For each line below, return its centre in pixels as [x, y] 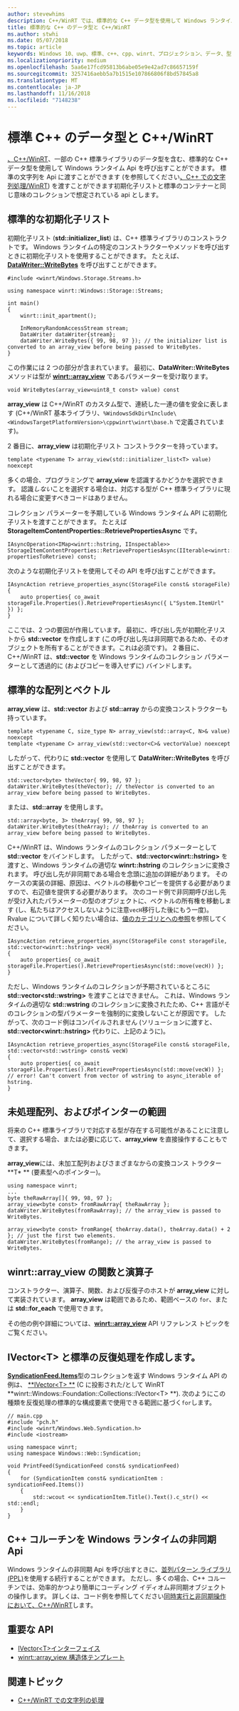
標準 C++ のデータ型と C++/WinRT [111, 138]
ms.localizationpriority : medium [57, 61]
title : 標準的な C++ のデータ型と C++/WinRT [69, 27]
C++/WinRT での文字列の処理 [61, 1700]
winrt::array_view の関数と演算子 [80, 1272]
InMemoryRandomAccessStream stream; [75, 328]
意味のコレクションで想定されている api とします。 [87, 194]
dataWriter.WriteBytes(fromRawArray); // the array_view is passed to [114, 1211]
